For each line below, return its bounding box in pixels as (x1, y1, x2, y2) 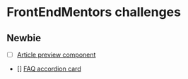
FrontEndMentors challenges (6, 4, 182, 20)
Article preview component (16, 50, 96, 59)
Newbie (6, 32, 42, 44)
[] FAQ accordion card (16, 64, 82, 73)
